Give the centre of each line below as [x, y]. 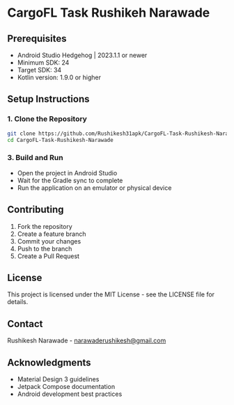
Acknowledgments [49, 362]
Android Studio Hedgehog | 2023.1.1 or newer [82, 55]
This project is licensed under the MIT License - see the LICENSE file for [111, 294]
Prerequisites [37, 39]
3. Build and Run [36, 158]
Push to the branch [45, 248]
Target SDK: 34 [39, 70]
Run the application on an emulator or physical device [94, 188]
